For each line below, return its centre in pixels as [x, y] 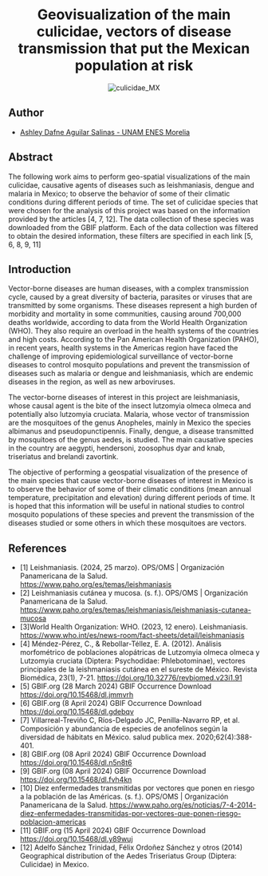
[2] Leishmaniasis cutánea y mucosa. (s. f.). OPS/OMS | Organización [134, 593]
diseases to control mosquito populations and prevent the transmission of [129, 365]
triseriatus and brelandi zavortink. [63, 457]
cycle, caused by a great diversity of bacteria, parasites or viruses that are [130, 297]
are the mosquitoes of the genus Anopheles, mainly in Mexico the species [130, 423]
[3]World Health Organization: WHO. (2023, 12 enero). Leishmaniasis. [134, 627]
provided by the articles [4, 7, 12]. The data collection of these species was [131, 219]
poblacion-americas [53, 822]
